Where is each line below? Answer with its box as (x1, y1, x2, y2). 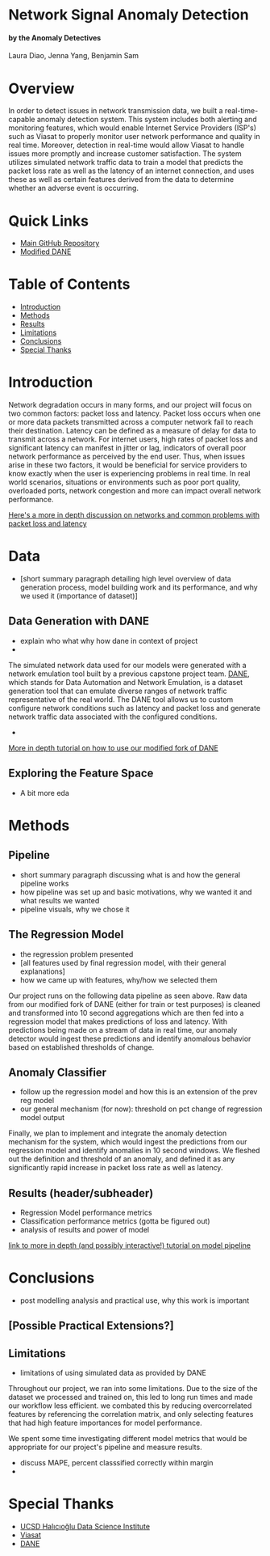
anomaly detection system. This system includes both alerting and (36, 115, 257, 125)
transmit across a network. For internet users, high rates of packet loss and (8, 434, 258, 444)
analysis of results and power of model (19, 1225, 150, 1235)
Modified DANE (19, 247, 72, 256)
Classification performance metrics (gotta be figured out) (19, 1216, 211, 1226)
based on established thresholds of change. (8, 1042, 155, 1052)
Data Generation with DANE (8, 615, 149, 628)
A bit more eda (19, 788, 70, 797)
